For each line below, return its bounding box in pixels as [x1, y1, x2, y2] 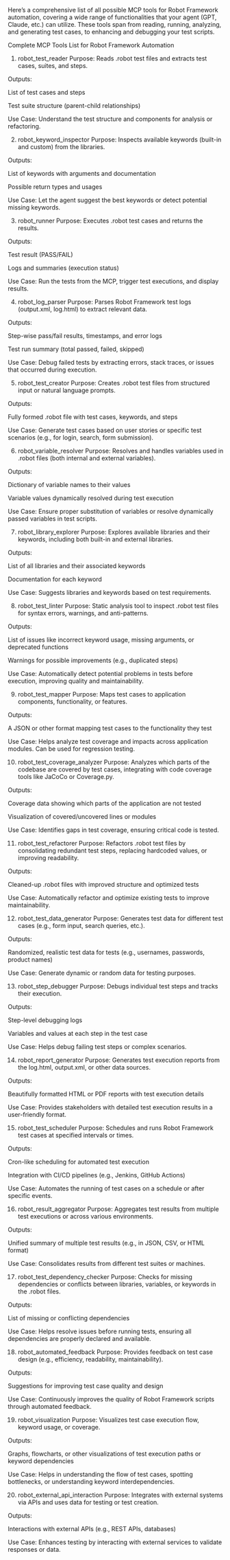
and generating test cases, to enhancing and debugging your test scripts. [8, 27, 215, 36]
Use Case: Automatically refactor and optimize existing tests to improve [8, 894, 209, 902]
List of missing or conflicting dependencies [8, 1314, 130, 1322]
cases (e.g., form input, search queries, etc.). [17, 922, 146, 929]
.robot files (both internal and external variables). [17, 454, 156, 462]
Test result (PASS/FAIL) [8, 251, 74, 258]
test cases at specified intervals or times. [17, 1131, 134, 1139]
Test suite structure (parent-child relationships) [8, 102, 141, 109]
